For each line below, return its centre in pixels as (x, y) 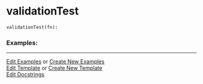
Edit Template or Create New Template (54, 68)
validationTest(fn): (32, 27)
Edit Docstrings (25, 74)
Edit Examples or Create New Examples (55, 62)
